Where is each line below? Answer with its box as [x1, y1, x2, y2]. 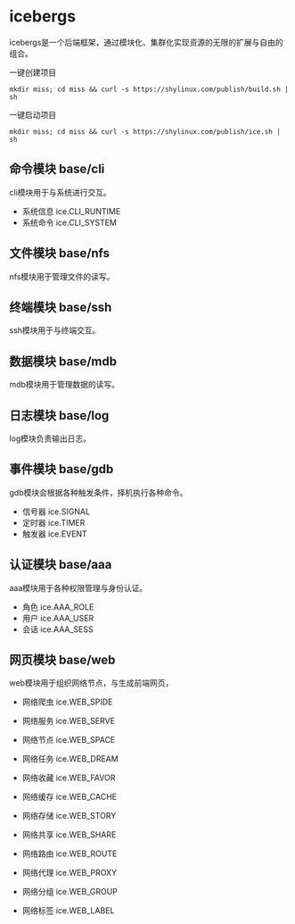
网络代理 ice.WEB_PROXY [21, 868, 118, 878]
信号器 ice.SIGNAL [21, 506, 91, 517]
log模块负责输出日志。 [9, 433, 92, 444]
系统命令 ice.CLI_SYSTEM [21, 217, 118, 228]
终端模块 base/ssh [9, 299, 112, 314]
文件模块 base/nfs [9, 246, 110, 261]
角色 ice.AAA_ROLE [21, 601, 94, 612]
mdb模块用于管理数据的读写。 [9, 379, 120, 390]
